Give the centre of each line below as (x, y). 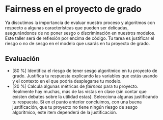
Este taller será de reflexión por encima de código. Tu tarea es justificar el (80, 38)
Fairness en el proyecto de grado (73, 9)
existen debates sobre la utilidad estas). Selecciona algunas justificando (85, 96)
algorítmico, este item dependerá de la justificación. (65, 112)
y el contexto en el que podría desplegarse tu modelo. (67, 81)
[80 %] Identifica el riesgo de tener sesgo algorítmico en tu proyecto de (85, 71)
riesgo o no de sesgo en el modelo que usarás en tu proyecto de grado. (78, 43)
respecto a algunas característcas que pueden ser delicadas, (67, 27)
